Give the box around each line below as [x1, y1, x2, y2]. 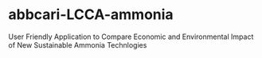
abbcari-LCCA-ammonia [8, 6, 174, 24]
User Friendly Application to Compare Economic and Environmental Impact [8, 32, 254, 41]
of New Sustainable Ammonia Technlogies [8, 40, 147, 49]
